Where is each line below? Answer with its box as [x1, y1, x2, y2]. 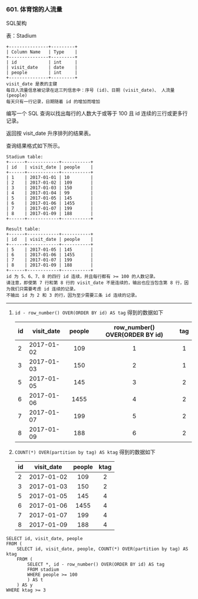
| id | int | [6, 59, 78, 65]
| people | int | [6, 70, 78, 76]
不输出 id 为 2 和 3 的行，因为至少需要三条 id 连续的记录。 [6, 293, 140, 299]
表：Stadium [6, 32, 37, 39]
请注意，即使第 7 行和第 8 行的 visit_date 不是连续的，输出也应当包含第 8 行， [6, 280, 184, 286]
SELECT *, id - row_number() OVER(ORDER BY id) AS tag [27, 561, 165, 568]
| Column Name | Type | [6, 49, 78, 55]
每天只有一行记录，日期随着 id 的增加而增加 [6, 99, 100, 105]
